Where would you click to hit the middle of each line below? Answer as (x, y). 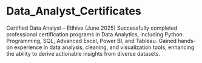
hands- (187, 41)
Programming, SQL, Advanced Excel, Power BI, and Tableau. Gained (92, 41)
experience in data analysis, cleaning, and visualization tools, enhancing (104, 47)
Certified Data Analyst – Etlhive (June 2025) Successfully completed (92, 28)
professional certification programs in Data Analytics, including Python (95, 34)
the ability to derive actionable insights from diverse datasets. (83, 53)
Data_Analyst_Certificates (74, 11)
